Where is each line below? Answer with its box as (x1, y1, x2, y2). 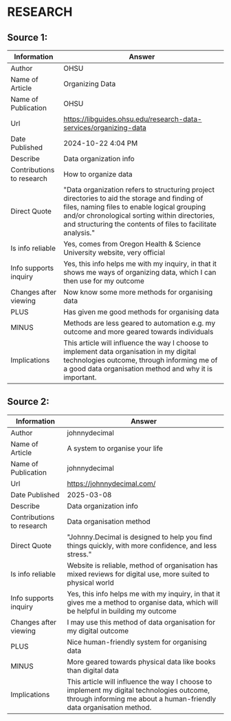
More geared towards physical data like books (67, 657, 216, 667)
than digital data (67, 665, 119, 675)
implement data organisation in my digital (63, 347, 197, 356)
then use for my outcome (63, 276, 144, 286)
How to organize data (63, 169, 133, 179)
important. (63, 373, 97, 382)
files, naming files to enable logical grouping (63, 202, 206, 211)
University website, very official (63, 248, 165, 257)
